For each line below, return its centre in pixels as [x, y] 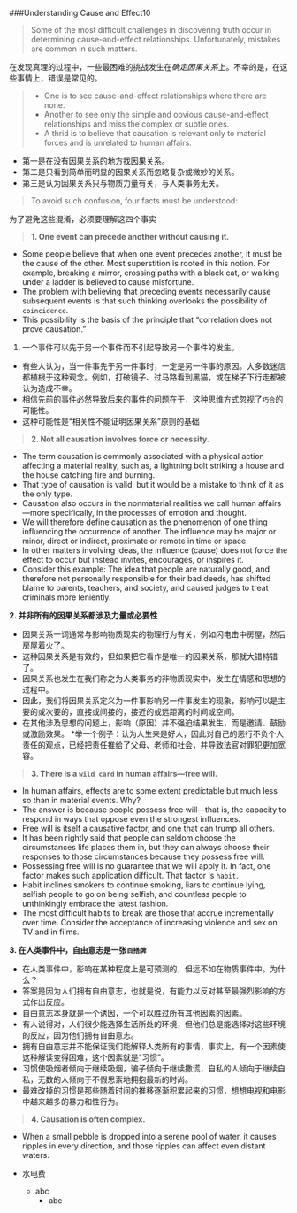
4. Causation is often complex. [88, 1119]
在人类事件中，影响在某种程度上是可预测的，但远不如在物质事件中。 [146, 969]
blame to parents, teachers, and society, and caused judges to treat [145, 588]
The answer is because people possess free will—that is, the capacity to [154, 810]
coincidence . [45, 310]
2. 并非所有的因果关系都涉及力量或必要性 [84, 615]
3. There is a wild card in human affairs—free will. [124, 774]
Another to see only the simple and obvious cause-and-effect [156, 115]
